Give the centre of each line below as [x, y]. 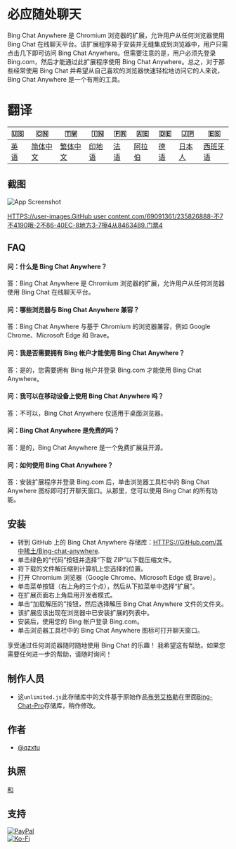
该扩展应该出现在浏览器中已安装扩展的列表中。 [85, 613]
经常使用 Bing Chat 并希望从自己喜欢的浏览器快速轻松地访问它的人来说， [118, 70]
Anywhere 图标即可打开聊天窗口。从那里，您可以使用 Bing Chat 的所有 [110, 491]
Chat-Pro [31, 705]
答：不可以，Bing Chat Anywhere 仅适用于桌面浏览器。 [87, 413]
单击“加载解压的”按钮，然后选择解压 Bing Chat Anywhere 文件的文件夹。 [122, 604]
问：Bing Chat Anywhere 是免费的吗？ [63, 430]
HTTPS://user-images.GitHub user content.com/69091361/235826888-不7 [115, 216]
